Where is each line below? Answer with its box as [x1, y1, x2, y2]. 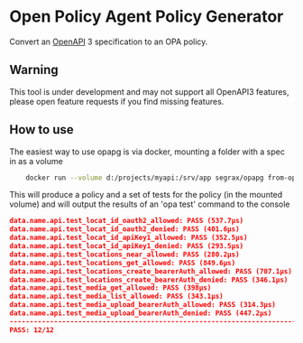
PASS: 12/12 [9, 325, 54, 335]
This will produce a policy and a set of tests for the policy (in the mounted [9, 190, 283, 200]
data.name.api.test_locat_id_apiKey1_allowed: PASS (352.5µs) [9, 233, 248, 243]
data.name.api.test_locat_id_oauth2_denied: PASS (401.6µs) [9, 225, 241, 234]
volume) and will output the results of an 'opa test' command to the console [9, 199, 290, 209]
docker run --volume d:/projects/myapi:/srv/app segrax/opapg [25, 173, 264, 182]
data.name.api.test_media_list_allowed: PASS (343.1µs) [9, 292, 224, 301]
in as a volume [9, 155, 63, 166]
